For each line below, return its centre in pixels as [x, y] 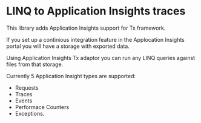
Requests [27, 88]
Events [24, 101]
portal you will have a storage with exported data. [68, 46]
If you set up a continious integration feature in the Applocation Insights [95, 39]
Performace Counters [42, 107]
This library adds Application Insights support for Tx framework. [86, 28]
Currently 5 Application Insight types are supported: [71, 76]
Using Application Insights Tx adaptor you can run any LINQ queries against [101, 58]
